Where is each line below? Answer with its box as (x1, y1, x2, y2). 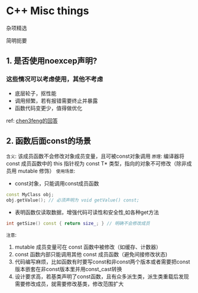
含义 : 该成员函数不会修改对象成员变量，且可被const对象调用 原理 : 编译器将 (6, 152, 185, 160)
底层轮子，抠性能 (14, 90, 57, 97)
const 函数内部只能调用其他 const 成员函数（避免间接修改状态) (14, 251, 167, 258)
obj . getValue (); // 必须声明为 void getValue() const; (6, 197, 140, 203)
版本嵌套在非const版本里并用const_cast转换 (14, 266, 122, 273)
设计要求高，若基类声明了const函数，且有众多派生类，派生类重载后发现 (14, 273, 189, 280)
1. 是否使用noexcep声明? (6, 56, 98, 66)
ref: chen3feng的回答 (6, 117, 58, 124)
